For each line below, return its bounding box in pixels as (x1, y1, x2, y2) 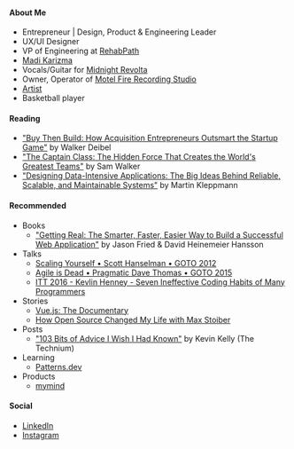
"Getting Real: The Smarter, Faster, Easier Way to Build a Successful (35, 229, 283, 240)
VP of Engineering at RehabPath (21, 45, 140, 57)
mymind (35, 380, 66, 390)
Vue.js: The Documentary (35, 304, 129, 315)
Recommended (9, 201, 66, 210)
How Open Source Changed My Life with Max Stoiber (35, 314, 231, 325)
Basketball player (21, 93, 86, 104)
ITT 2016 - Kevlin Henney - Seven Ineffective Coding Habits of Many (35, 276, 285, 288)
